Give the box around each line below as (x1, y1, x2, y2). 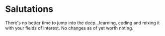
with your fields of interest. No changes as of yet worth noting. (5, 25, 133, 31)
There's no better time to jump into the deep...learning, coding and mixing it (5, 20, 160, 26)
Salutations (5, 3, 54, 15)
